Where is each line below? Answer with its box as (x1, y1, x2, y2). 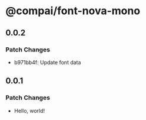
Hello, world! (14, 107, 45, 114)
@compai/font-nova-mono (5, 4, 141, 18)
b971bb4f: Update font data (14, 59, 81, 66)
